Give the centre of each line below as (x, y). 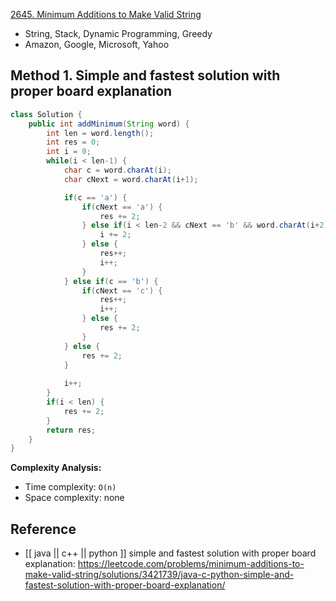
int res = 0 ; (73, 142)
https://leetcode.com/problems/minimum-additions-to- (191, 564)
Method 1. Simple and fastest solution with (145, 75)
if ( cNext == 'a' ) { (122, 207)
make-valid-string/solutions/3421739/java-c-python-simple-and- (159, 575)
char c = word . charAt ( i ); (117, 170)
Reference (43, 529)
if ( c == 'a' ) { (95, 197)
